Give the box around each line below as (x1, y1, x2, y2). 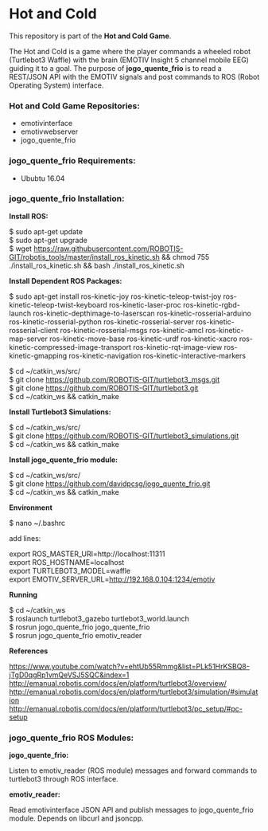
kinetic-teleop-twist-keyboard (9, 300, 108, 309)
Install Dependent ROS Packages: (9, 276, 122, 285)
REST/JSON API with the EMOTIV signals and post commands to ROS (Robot (9, 72, 260, 81)
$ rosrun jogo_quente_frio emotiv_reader (9, 630, 142, 640)
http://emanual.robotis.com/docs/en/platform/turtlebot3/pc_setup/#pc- (9, 704, 243, 713)
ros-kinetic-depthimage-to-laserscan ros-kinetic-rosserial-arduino (33, 308, 251, 318)
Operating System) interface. (9, 80, 104, 90)
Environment (9, 503, 52, 512)
